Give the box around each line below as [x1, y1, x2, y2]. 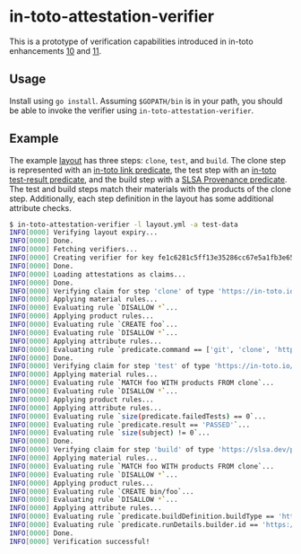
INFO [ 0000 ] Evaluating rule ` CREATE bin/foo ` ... [9, 487, 194, 496]
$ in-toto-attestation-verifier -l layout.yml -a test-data [9, 220, 239, 229]
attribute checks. [9, 202, 72, 213]
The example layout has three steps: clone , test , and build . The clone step [9, 154, 287, 165]
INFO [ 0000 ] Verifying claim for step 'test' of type [9, 362, 211, 371]
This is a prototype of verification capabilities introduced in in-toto [9, 36, 254, 47]
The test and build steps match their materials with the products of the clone [9, 183, 292, 194]
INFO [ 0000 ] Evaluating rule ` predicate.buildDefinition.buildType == [9, 512, 275, 522]
